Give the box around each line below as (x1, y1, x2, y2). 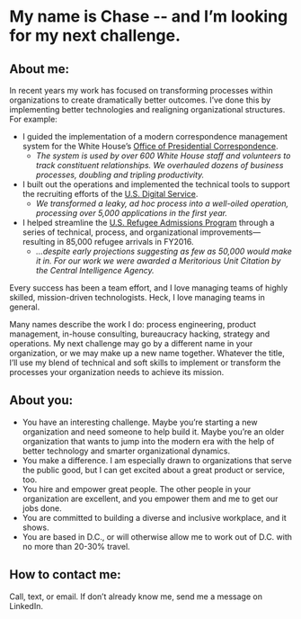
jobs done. (22, 502, 62, 514)
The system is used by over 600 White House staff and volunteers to (35, 150, 291, 161)
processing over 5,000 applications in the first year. (35, 208, 227, 218)
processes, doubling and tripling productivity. (35, 169, 205, 180)
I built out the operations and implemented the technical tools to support (22, 179, 290, 190)
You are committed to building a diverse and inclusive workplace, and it (22, 512, 288, 523)
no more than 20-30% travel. (22, 541, 130, 552)
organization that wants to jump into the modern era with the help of (22, 435, 275, 446)
